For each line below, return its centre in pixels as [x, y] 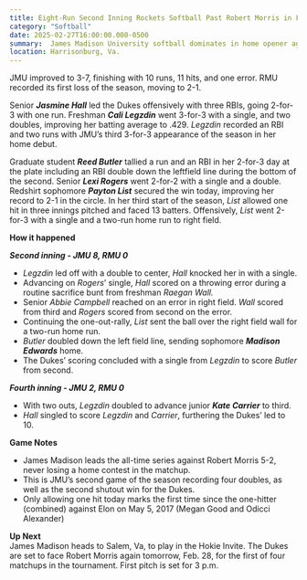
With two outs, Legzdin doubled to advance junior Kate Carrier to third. [157, 406]
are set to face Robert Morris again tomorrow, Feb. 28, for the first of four [148, 556]
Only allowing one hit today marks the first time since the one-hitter [149, 500]
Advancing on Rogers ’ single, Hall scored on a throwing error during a [154, 283]
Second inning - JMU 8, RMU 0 [69, 256]
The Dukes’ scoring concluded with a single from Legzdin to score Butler [160, 361]
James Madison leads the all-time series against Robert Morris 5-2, [149, 460]
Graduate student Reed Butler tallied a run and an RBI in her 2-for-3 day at [150, 162]
